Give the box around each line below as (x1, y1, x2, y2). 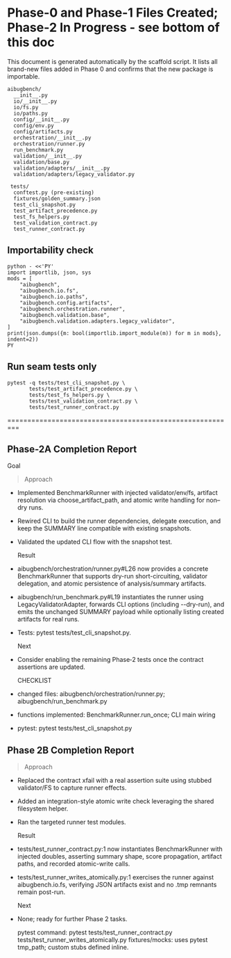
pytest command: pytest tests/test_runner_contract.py (17, 928, 173, 936)
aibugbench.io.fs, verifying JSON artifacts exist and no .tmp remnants (17, 881, 217, 889)
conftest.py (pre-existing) (13, 189, 95, 196)
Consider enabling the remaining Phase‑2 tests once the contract (17, 656, 204, 664)
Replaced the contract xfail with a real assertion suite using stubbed (17, 777, 212, 785)
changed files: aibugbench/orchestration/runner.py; (17, 690, 165, 698)
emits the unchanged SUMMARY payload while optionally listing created (17, 608, 224, 616)
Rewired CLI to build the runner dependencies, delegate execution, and (17, 517, 221, 526)
